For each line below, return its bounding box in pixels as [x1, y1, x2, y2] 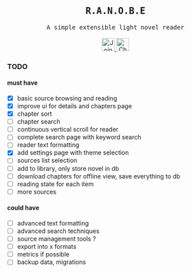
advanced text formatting [16, 219, 89, 227]
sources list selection [16, 156, 78, 165]
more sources [16, 188, 57, 196]
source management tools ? [16, 234, 96, 243]
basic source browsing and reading [16, 94, 117, 102]
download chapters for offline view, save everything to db [16, 172, 181, 180]
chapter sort [16, 110, 53, 118]
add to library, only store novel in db [16, 164, 120, 172]
